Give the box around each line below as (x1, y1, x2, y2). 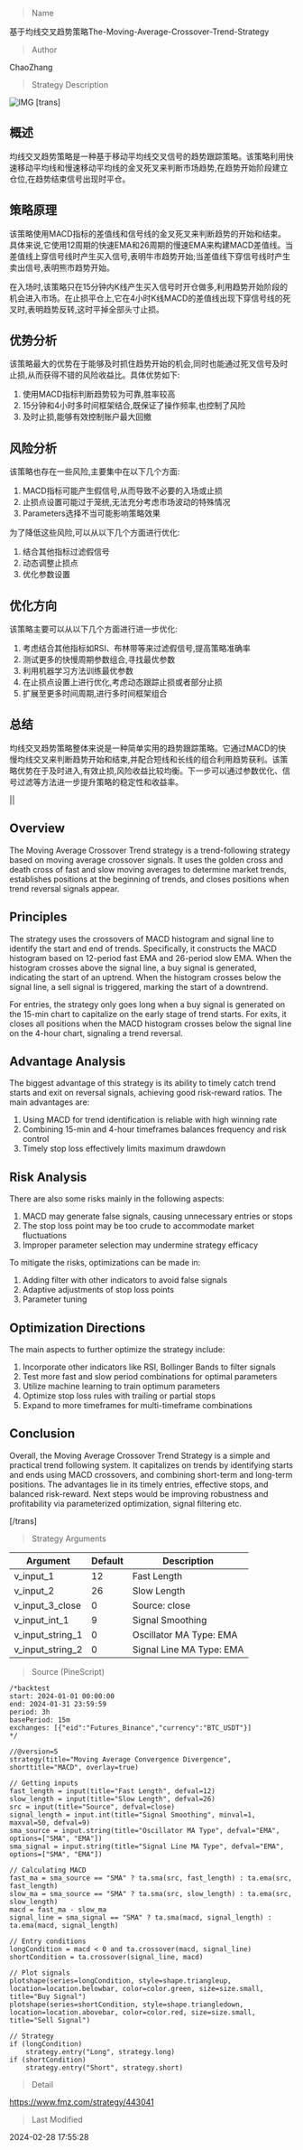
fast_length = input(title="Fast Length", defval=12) (9, 1786, 216, 1796)
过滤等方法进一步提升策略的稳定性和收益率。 (16, 776, 183, 787)
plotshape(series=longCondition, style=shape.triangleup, (9, 1976, 232, 1986)
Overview (9, 821, 66, 837)
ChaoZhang (9, 62, 53, 72)
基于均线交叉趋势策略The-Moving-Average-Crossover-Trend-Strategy (9, 26, 270, 37)
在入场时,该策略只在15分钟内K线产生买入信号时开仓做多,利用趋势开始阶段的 (9, 281, 289, 292)
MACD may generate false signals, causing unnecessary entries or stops (22, 1211, 293, 1222)
